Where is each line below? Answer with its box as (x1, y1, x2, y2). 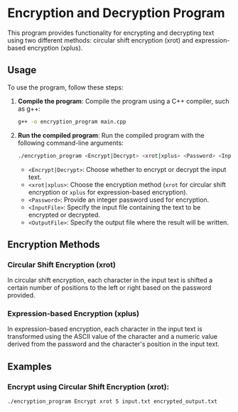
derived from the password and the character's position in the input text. (7, 340, 220, 349)
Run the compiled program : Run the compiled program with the (17, 131, 205, 139)
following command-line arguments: (17, 139, 124, 147)
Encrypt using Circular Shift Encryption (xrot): (7, 381, 169, 391)
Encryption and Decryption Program (7, 5, 225, 21)
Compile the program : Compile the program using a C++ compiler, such (17, 97, 229, 105)
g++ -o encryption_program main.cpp (17, 118, 126, 125)
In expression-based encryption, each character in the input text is (7, 325, 202, 333)
